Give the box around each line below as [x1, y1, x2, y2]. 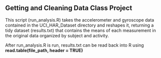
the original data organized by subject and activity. [5, 32, 109, 38]
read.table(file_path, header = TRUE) [5, 47, 83, 53]
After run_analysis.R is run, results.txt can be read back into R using [5, 42, 144, 48]
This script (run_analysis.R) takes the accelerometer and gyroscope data [5, 17, 155, 23]
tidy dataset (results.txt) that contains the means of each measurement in [5, 27, 156, 33]
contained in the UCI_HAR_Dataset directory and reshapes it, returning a [5, 22, 154, 28]
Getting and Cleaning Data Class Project [5, 4, 133, 12]
